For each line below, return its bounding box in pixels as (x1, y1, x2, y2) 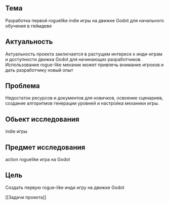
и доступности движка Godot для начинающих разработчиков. (5, 56, 142, 62)
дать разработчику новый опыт (5, 67, 73, 73)
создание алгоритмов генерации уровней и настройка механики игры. (5, 100, 159, 107)
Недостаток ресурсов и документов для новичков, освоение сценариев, (5, 95, 163, 101)
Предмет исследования (5, 143, 86, 151)
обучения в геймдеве (5, 23, 52, 29)
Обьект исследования (5, 115, 79, 123)
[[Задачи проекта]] (5, 194, 47, 200)
